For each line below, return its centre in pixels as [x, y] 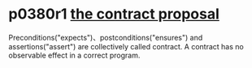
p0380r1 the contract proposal [114, 14]
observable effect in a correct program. [74, 55]
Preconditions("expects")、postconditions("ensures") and [106, 37]
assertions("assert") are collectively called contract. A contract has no [126, 46]
